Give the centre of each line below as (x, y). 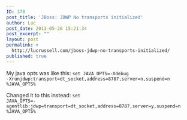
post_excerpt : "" (28, 34)
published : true (26, 56)
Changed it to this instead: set (43, 95)
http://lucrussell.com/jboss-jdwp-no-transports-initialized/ (91, 51)
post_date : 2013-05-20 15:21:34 (46, 28)
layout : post (22, 39)
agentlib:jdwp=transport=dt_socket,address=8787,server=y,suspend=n (93, 106)
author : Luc (21, 23)
